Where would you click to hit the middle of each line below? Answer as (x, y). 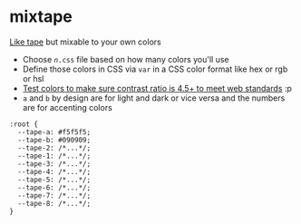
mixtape (41, 17)
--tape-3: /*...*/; (54, 164)
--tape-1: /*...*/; (54, 156)
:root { (24, 124)
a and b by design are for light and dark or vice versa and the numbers (154, 98)
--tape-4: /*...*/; (54, 171)
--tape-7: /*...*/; (54, 195)
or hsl (33, 78)
